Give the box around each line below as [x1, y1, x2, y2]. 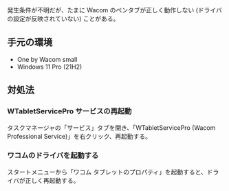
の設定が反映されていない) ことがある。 [7, 14, 120, 23]
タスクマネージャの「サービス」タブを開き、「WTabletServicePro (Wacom [7, 123, 216, 132]
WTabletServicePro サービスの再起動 [7, 106, 132, 116]
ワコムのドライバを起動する [7, 150, 99, 160]
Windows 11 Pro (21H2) [17, 63, 83, 71]
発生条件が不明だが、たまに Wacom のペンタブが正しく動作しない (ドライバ [7, 6, 222, 14]
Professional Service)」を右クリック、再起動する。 [7, 132, 152, 140]
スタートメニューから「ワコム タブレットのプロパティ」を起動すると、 [7, 168, 208, 176]
